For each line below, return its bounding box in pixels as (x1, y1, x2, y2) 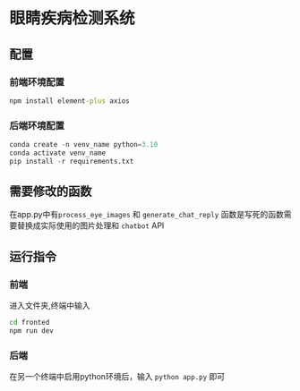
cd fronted (9, 319, 50, 327)
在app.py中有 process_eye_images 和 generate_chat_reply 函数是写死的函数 (9, 209, 284, 220)
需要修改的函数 (9, 184, 92, 200)
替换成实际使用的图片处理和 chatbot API (16, 220, 165, 231)
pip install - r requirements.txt (9, 157, 134, 166)
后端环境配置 (9, 119, 65, 132)
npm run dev (9, 327, 54, 336)
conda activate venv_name (9, 149, 106, 157)
